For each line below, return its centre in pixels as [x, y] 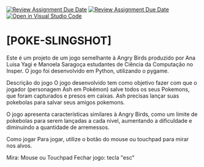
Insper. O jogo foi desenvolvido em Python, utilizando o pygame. [88, 71]
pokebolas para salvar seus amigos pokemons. [66, 102]
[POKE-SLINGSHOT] [59, 41]
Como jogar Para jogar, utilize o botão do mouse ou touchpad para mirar [98, 139]
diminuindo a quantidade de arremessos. [58, 127]
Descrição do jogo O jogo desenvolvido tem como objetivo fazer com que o [102, 82]
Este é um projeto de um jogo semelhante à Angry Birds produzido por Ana [101, 58]
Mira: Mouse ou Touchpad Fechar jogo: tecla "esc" [70, 157]
